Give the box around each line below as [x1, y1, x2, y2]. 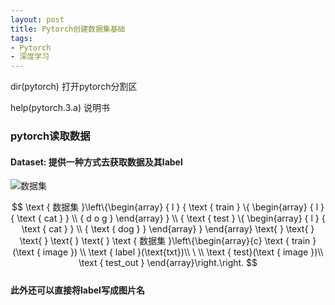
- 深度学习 [10, 52, 50, 62]
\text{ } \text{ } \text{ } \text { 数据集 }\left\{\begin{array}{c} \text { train [19, 235, 311, 247]
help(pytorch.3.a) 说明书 [10, 102, 110, 114]
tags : [10, 33, 33, 43]
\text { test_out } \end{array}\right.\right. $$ [78, 257, 258, 269]
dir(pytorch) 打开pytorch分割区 [10, 81, 138, 93]
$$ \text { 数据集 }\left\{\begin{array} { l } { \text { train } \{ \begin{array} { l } [11, 201, 325, 213]
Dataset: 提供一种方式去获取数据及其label [10, 156, 183, 168]
